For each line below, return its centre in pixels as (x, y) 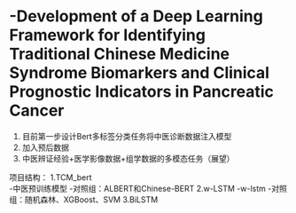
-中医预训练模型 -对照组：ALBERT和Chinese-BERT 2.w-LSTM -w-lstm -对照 (148, 188)
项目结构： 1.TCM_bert (51, 177)
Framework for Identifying (108, 35)
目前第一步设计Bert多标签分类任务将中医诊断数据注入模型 (127, 136)
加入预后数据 (45, 147)
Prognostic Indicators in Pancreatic (142, 92)
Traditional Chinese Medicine (120, 54)
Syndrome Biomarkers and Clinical (140, 73)
